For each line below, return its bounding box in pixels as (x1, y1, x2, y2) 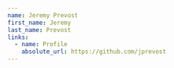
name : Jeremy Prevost (7, 11, 79, 20)
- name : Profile (14, 41, 68, 48)
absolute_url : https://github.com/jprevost (21, 48, 167, 55)
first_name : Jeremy (7, 19, 72, 27)
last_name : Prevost (7, 26, 72, 34)
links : (7, 33, 29, 41)
